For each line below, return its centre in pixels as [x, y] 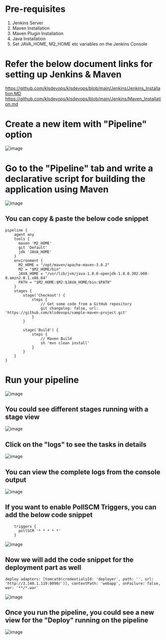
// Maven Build [56, 339]
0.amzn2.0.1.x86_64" [27, 278]
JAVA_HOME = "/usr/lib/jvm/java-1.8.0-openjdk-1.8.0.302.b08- [84, 274]
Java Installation [29, 39]
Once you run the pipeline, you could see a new [80, 612]
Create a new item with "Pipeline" [76, 124]
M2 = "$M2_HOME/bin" [39, 269]
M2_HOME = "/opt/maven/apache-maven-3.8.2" [64, 265]
